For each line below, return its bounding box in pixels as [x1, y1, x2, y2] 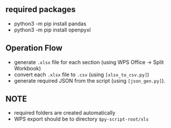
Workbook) [13, 65, 42, 72]
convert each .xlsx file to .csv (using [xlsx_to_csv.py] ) [13, 71, 150, 78]
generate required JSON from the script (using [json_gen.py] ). [13, 77, 166, 84]
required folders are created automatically [13, 109, 115, 116]
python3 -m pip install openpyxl [13, 26, 91, 33]
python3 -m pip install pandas [13, 20, 87, 27]
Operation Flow [5, 43, 63, 53]
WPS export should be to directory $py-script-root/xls [13, 116, 149, 123]
